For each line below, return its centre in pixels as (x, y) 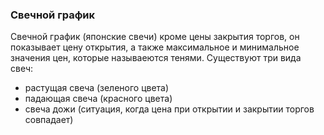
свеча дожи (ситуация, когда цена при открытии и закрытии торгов (169, 109)
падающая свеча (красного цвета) (98, 99)
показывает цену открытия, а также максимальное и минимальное (155, 47)
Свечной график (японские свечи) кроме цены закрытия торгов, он (155, 37)
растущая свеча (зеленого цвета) (97, 88)
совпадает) (49, 120)
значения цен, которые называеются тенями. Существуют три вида (156, 58)
